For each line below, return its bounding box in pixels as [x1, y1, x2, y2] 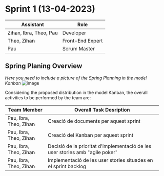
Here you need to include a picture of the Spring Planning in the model [5, 75, 147, 81]
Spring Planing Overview [5, 62, 82, 70]
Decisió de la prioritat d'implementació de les [48, 143, 151, 150]
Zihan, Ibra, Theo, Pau [7, 29, 58, 36]
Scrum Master [62, 45, 95, 52]
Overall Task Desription [74, 106, 130, 113]
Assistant [21, 21, 44, 28]
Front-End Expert [62, 37, 103, 44]
